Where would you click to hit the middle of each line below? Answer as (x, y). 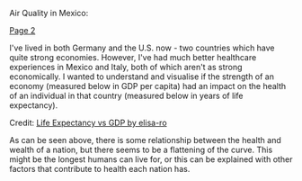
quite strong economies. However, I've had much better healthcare (133, 57)
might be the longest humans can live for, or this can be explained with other (151, 159)
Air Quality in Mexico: (49, 13)
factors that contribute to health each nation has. (100, 169)
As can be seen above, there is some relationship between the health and (145, 140)
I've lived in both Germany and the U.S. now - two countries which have (142, 48)
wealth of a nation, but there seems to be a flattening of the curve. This (141, 149)
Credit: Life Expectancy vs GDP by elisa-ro (89, 122)
